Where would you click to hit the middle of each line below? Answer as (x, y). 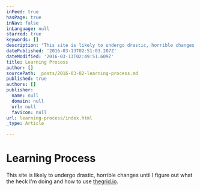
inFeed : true (23, 12)
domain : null (28, 101)
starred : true (24, 34)
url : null (24, 107)
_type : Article (25, 124)
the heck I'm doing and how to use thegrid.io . (62, 181)
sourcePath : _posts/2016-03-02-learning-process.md (72, 73)
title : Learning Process (37, 62)
